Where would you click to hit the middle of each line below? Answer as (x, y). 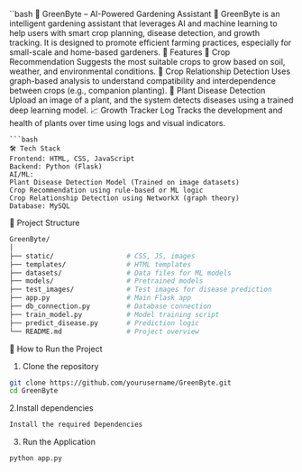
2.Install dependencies (51, 408)
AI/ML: (22, 175)
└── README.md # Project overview (105, 331)
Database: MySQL (40, 206)
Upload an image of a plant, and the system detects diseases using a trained (151, 100)
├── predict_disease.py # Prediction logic (105, 323)
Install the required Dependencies (76, 425)
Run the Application (59, 442)
